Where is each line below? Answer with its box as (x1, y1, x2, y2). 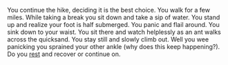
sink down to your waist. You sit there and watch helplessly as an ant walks (7, 28, 221, 36)
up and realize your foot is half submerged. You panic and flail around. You (7, 21, 220, 28)
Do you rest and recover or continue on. (7, 50, 121, 58)
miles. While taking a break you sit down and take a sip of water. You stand (7, 13, 220, 21)
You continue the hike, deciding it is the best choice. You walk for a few (7, 6, 211, 14)
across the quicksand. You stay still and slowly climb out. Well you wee (7, 35, 209, 44)
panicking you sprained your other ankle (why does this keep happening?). (7, 43, 220, 50)
